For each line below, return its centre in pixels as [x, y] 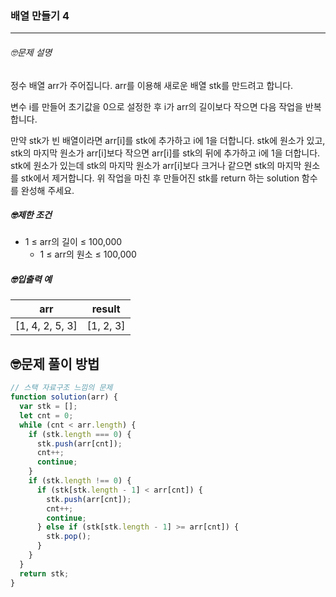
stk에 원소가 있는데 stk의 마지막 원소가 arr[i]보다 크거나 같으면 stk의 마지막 [156, 165]
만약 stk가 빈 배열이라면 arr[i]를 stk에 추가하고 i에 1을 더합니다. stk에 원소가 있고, [168, 140]
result [106, 309]
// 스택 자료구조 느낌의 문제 [61, 388]
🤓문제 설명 [31, 52]
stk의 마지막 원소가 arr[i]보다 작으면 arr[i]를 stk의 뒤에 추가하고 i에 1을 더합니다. [165, 153]
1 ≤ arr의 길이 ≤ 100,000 [73, 242]
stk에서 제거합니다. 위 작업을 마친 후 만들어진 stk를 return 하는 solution [160, 178]
